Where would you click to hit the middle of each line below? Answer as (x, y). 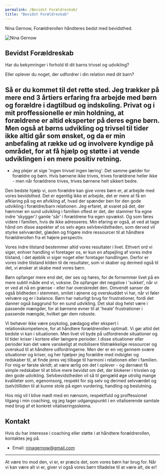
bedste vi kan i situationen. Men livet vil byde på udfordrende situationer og (82, 334)
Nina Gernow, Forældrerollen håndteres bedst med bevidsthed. (69, 28)
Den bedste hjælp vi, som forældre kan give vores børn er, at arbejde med (80, 191)
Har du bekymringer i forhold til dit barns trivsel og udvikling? (67, 65)
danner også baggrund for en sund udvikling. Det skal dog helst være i (77, 303)
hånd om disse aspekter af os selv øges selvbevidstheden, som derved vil (80, 227)
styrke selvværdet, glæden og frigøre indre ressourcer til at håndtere (75, 232)
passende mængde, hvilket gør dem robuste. (51, 314)
